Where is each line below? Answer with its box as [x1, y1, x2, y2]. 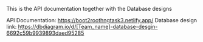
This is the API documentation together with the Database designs [6, 5, 172, 12]
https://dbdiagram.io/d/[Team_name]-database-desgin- [18, 23, 158, 30]
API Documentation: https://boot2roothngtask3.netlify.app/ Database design [6, 17, 198, 23]
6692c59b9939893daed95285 [6, 29, 84, 37]
